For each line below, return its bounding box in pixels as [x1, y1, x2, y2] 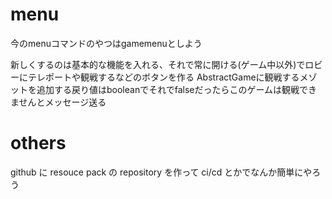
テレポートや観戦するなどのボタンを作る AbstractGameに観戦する [27, 71, 300, 83]
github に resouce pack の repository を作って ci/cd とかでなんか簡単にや [10, 166, 313, 178]
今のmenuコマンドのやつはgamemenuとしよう [10, 37, 203, 49]
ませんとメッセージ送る [10, 96, 107, 108]
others [10, 132, 67, 155]
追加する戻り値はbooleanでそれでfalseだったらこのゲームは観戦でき [36, 83, 318, 95]
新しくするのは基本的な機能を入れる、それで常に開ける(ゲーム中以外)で [10, 58, 306, 70]
